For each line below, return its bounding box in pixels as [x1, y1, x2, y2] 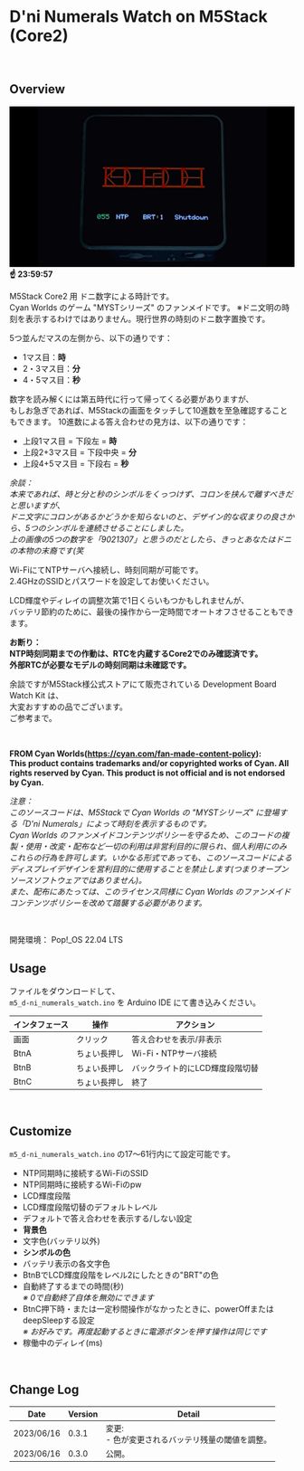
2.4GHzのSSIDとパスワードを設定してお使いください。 [9, 575, 214, 586]
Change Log [9, 1381, 80, 1397]
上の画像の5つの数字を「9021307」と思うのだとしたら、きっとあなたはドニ [9, 534, 292, 545]
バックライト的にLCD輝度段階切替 [131, 1062, 260, 1073]
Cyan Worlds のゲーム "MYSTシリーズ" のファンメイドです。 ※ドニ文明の [9, 301, 282, 313]
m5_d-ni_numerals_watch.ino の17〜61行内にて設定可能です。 [9, 1149, 235, 1160]
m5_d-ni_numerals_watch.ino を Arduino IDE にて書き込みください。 [9, 997, 261, 1008]
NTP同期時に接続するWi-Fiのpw [22, 1179, 142, 1191]
